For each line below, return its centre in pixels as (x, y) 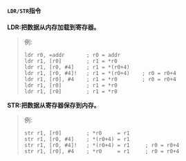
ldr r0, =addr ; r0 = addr (72, 56)
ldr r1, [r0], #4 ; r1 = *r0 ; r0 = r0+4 (100, 80)
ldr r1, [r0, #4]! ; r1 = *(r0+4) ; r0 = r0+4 (100, 74)
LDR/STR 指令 (24, 10)
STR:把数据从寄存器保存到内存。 (54, 105)
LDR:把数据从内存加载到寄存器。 (54, 27)
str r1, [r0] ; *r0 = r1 (77, 133)
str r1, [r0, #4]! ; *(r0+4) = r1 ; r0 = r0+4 (102, 146)
